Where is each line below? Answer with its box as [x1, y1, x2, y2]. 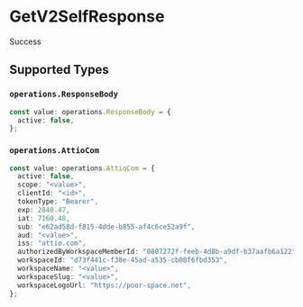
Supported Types [9, 62, 110, 77]
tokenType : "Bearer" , [17, 197, 99, 206]
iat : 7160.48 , [17, 213, 70, 222]
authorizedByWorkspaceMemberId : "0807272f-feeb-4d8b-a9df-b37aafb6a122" [17, 248, 297, 257]
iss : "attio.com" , [17, 239, 87, 248]
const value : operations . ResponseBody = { [9, 107, 171, 116]
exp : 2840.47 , [17, 205, 70, 214]
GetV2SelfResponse [9, 6, 165, 27]
